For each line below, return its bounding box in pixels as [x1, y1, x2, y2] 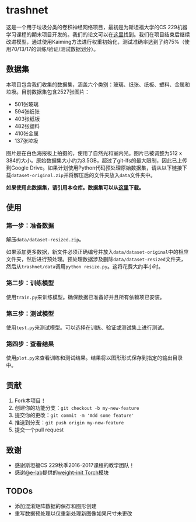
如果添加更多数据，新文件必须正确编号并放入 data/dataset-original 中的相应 [6, 248, 189, 255]
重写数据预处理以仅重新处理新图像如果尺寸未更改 [14, 510, 132, 517]
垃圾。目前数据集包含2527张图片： [6, 88, 90, 95]
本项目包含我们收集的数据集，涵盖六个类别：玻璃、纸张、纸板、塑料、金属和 [6, 81, 190, 88]
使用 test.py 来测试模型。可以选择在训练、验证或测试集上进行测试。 [6, 324, 168, 331]
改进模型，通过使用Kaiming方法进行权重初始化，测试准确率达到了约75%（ [6, 38, 185, 45]
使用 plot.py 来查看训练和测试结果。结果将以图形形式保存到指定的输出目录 [6, 354, 183, 361]
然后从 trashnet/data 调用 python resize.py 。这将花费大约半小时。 [6, 263, 164, 270]
